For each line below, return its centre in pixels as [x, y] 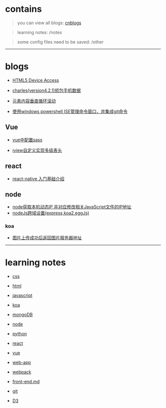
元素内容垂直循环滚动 [34, 101]
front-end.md [26, 381]
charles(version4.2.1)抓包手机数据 [46, 90]
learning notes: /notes [40, 32]
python [20, 333]
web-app [21, 362]
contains [23, 9]
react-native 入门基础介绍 [38, 178]
